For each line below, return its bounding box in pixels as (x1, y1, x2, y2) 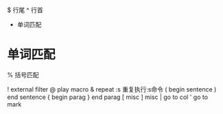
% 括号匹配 (7, 70, 39, 79)
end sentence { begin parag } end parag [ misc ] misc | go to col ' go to (7, 93, 208, 101)
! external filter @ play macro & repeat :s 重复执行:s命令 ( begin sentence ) (7, 85, 217, 94)
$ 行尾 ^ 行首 (7, 6, 43, 14)
